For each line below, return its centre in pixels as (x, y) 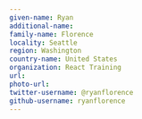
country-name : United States (63, 59)
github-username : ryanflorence (67, 101)
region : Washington (46, 51)
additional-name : (42, 26)
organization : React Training (66, 68)
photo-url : (29, 84)
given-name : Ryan (42, 17)
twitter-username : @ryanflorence (71, 92)
